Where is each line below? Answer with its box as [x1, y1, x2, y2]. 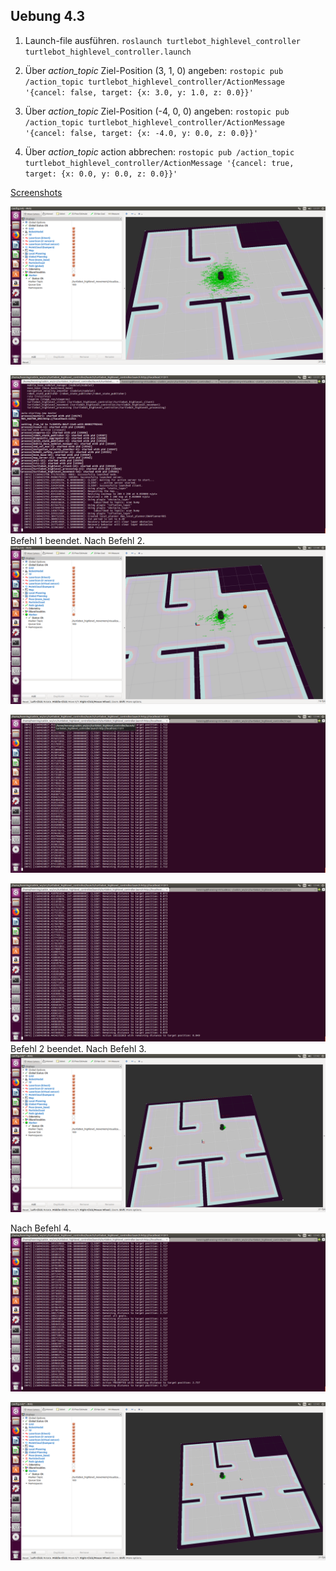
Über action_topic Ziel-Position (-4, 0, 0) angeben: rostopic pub [24, 105, 290, 117]
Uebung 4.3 [10, 8, 86, 25]
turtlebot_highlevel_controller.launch [24, 47, 192, 57]
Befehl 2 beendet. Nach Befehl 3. [10, 1042, 147, 1054]
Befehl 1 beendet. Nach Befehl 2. [10, 534, 146, 546]
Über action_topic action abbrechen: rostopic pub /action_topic [24, 145, 295, 158]
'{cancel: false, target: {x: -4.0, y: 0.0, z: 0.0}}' [24, 128, 259, 138]
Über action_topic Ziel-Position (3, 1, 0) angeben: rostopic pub [24, 64, 284, 76]
